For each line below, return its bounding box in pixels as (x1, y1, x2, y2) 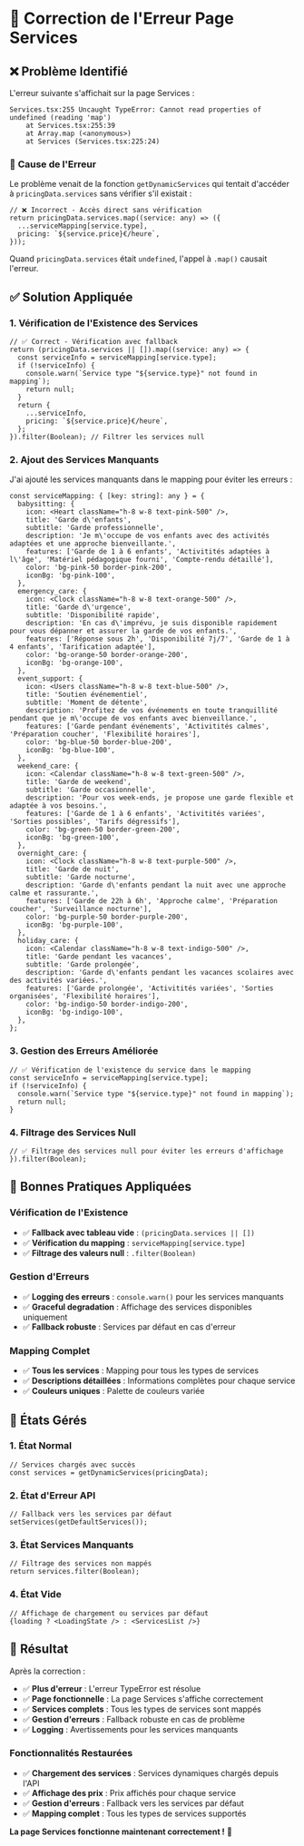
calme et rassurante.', (9, 889, 100, 898)
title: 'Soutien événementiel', (25, 690, 148, 700)
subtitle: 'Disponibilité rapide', (25, 611, 161, 620)
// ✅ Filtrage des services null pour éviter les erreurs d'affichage (9, 1146, 284, 1155)
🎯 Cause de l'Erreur (9, 158, 97, 171)
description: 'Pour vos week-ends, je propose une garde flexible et (25, 793, 295, 802)
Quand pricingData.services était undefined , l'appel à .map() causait (9, 253, 268, 264)
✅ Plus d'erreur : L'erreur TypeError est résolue (22, 1683, 201, 1694)
